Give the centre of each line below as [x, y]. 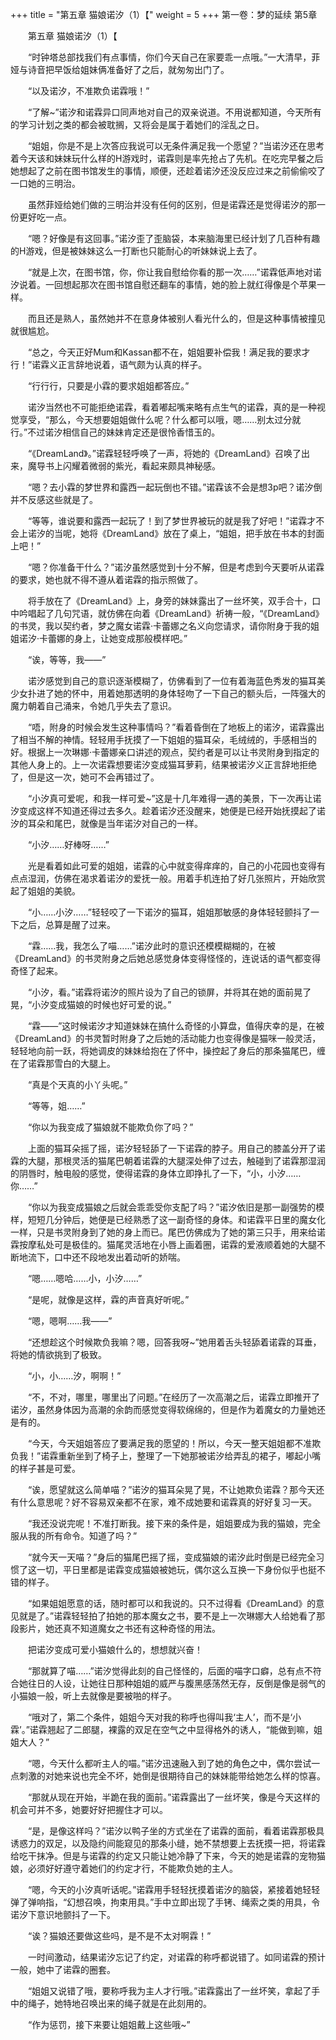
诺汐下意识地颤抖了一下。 [63, 1914]
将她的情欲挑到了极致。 [58, 1354]
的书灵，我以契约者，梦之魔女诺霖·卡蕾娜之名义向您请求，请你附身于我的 [161, 626]
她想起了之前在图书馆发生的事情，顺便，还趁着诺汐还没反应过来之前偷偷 [159, 171]
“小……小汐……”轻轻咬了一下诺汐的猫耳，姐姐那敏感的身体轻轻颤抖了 [169, 912]
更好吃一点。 [45, 217]
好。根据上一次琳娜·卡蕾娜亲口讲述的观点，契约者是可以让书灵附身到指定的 [165, 752]
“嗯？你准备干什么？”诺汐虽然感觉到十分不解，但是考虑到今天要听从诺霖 [176, 567]
